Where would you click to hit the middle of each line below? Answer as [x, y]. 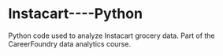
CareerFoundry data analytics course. [70, 43]
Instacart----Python [76, 14]
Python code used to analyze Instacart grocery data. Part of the [111, 35]
